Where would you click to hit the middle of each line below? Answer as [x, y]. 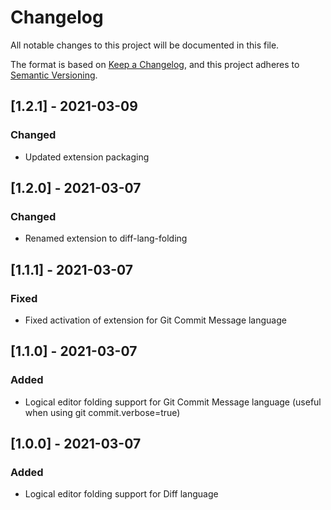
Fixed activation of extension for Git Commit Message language [155, 320]
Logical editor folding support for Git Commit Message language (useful [173, 402]
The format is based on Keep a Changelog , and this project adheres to [155, 64]
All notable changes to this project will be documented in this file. [145, 45]
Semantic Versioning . [54, 75]
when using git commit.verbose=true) [102, 412]
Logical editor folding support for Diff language [121, 494]
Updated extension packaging [87, 157]
